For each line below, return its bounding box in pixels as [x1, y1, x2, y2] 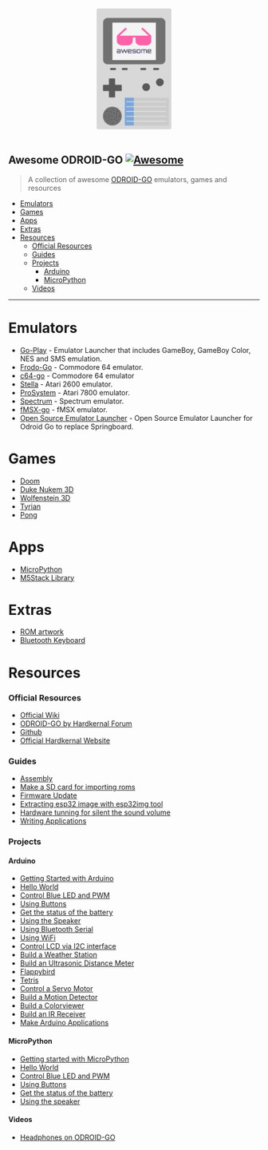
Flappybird [19, 967, 56, 977]
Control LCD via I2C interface [19, 942, 117, 951]
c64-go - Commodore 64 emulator [19, 371, 135, 380]
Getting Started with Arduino [19, 874, 114, 883]
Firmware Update [19, 791, 77, 800]
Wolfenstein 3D [19, 493, 71, 502]
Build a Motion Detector [19, 993, 98, 1002]
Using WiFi [19, 933, 56, 942]
